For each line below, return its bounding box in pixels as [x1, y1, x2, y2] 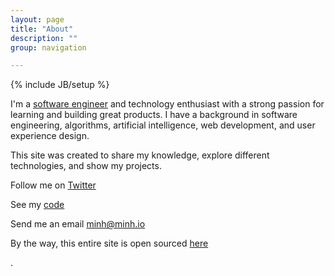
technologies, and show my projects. [10, 160, 162, 172]
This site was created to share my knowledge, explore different [10, 149, 270, 161]
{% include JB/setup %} [10, 79, 110, 91]
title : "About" [10, 24, 74, 34]
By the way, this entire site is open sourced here [10, 237, 209, 250]
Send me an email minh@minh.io [10, 218, 146, 230]
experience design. [10, 130, 90, 142]
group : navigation [10, 42, 87, 53]
